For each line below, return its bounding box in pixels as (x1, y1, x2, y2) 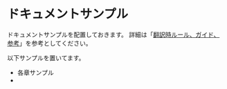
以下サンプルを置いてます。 (7, 53, 85, 62)
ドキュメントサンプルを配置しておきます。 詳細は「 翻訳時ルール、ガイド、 (7, 30, 220, 39)
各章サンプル (17, 68, 54, 77)
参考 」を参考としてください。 (7, 39, 92, 47)
